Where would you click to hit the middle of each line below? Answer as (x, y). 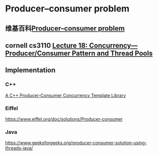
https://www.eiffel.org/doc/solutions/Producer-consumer (64, 119)
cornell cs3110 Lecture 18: (46, 45)
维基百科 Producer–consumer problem (65, 28)
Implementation (30, 70)
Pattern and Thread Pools (112, 53)
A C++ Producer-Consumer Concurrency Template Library (65, 95)
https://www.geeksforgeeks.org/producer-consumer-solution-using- (76, 143)
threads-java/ (19, 148)
